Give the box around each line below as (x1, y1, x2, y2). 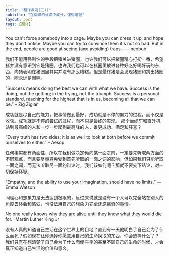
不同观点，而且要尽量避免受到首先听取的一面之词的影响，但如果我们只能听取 (5, 156, 164, 162)
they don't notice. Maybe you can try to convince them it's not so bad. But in (5, 41, 164, 47)
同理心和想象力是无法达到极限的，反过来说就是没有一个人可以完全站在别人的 (5, 195, 164, 201)
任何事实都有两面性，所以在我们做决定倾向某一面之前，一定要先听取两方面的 (5, 150, 164, 156)
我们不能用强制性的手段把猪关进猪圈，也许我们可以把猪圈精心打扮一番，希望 (5, 56, 164, 62)
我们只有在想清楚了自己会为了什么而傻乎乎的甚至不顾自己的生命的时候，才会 (5, 239, 164, 245)
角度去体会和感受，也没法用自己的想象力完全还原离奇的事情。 (5, 201, 133, 207)
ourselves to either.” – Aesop (5, 139, 65, 146)
